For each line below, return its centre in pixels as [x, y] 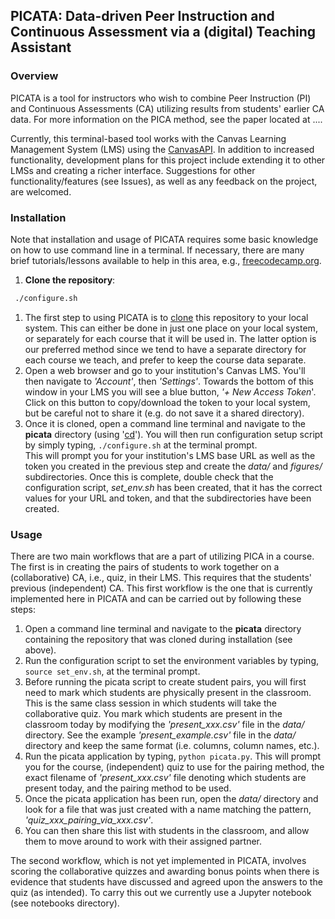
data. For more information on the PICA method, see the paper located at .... [166, 119]
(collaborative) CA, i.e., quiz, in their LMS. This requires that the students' [161, 578]
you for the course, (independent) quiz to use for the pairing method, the [174, 767]
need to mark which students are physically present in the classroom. [168, 693]
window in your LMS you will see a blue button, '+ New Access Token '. [170, 391]
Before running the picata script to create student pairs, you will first [165, 682]
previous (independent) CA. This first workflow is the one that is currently [161, 588]
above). [40, 650]
